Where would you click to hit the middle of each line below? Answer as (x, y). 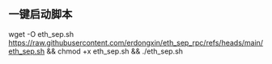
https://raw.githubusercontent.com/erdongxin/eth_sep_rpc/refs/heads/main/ (136, 42)
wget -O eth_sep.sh (41, 34)
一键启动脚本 (40, 14)
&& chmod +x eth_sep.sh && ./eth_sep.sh (115, 51)
